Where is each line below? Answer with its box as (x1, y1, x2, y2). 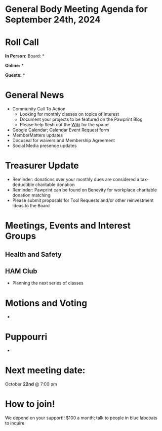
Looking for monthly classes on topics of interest (19, 111, 120, 117)
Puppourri (5, 331, 48, 342)
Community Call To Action (12, 106, 66, 112)
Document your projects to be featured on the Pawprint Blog (19, 116, 143, 122)
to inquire (5, 420, 25, 426)
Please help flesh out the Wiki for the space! (19, 122, 110, 128)
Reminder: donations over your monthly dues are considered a (12, 177, 140, 182)
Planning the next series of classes (12, 280, 84, 286)
